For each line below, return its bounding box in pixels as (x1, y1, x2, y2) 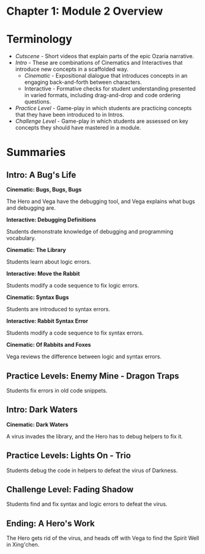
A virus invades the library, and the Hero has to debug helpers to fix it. (6, 432, 184, 440)
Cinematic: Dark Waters (6, 421, 69, 428)
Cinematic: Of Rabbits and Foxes (6, 341, 91, 349)
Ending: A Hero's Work (6, 518, 95, 528)
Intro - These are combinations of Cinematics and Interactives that (15, 59, 183, 67)
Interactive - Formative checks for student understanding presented (24, 85, 196, 92)
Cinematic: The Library (6, 246, 66, 254)
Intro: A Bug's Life (6, 169, 76, 180)
